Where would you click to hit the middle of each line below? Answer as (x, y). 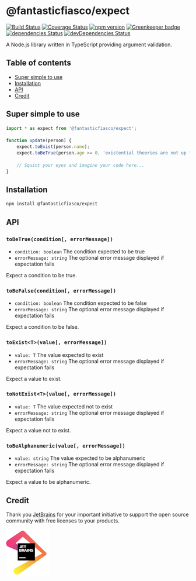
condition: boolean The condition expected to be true (80, 251)
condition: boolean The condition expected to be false (80, 303)
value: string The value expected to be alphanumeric (80, 458)
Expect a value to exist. (34, 379)
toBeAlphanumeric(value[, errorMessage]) (66, 446)
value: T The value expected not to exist (64, 406)
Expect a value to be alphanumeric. (48, 482)
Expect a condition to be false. (43, 327)
